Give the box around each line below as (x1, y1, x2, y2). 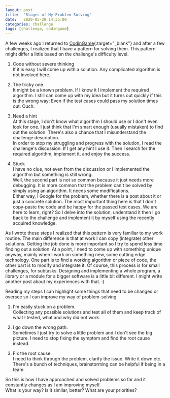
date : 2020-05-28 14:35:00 (5, 17, 67, 22)
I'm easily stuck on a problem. (12, 303, 76, 310)
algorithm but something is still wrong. (12, 171, 93, 178)
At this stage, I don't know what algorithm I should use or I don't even (12, 118, 158, 125)
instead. (12, 341, 30, 347)
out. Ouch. (12, 103, 35, 109)
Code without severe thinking (12, 61, 75, 67)
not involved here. (12, 72, 51, 78)
